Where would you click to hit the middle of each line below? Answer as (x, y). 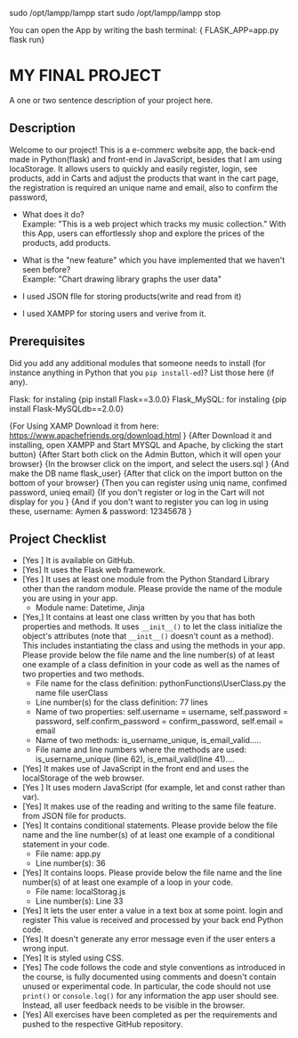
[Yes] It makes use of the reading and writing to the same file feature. (149, 806)
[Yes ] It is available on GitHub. (78, 560)
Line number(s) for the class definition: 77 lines (122, 702)
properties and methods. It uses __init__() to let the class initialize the (152, 626)
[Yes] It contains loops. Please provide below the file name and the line (152, 873)
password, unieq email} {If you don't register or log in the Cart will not (137, 492)
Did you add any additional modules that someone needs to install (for (137, 363)
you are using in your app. (70, 598)
